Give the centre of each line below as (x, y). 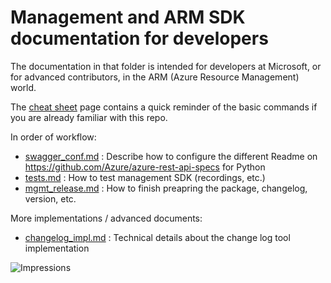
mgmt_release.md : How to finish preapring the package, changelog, (166, 188)
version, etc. (50, 198)
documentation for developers (139, 38)
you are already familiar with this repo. (89, 117)
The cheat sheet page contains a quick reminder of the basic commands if (164, 107)
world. (23, 87)
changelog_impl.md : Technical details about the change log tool (157, 237)
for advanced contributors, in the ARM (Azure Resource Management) (155, 77)
